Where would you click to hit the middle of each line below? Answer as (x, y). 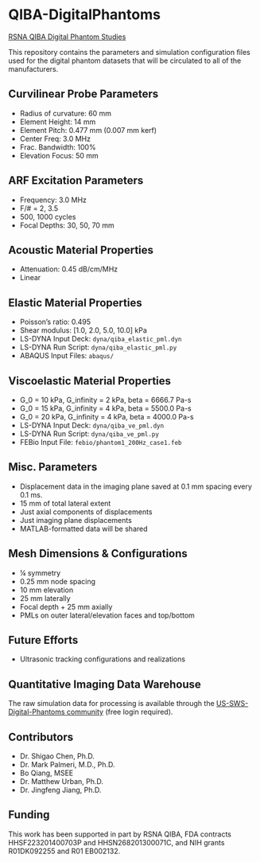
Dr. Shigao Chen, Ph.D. (57, 756)
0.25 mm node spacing (58, 581)
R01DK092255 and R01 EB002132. (64, 851)
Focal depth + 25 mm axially (66, 607)
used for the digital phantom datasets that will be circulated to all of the (125, 60)
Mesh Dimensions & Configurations (98, 554)
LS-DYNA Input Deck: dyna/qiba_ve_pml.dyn (92, 425)
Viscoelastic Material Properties (90, 381)
